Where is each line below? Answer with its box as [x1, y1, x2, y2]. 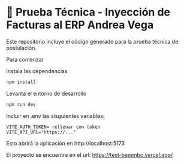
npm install [6, 79, 36, 85]
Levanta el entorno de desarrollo [6, 90, 87, 97]
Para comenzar [6, 56, 44, 63]
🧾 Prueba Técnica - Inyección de [6, 5, 171, 19]
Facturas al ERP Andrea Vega [6, 18, 154, 32]
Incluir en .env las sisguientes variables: [6, 112, 105, 119]
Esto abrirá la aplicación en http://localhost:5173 [6, 139, 125, 147]
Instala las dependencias [6, 67, 68, 74]
